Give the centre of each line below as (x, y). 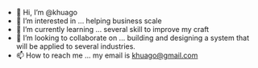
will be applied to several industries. (75, 46)
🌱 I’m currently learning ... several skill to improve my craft (112, 29)
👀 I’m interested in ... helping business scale (89, 21)
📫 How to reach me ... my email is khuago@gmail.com (107, 55)
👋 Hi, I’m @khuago (47, 12)
